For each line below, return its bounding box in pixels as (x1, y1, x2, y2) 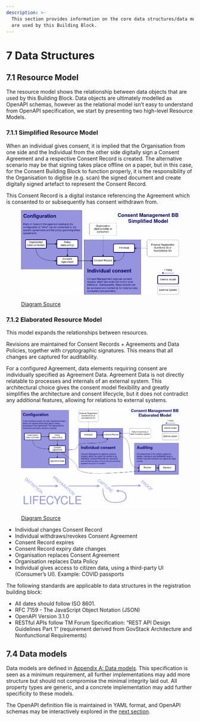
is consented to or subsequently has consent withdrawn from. (6, 198, 159, 205)
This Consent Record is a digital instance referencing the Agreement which (6, 192, 190, 199)
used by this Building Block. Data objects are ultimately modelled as (6, 94, 173, 102)
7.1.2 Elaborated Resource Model (6, 315, 102, 324)
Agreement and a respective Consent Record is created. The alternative (6, 155, 183, 162)
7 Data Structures (6, 48, 95, 62)
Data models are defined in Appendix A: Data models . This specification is (6, 665, 188, 672)
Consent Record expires (14, 538, 74, 546)
